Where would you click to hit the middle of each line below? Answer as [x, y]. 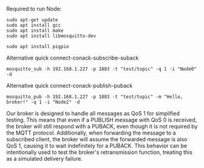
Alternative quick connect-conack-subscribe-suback [73, 58]
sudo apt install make [35, 30]
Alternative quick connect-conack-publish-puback [70, 86]
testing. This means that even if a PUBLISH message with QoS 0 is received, [102, 120]
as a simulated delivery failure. [45, 159]
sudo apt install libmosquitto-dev [51, 36]
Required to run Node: [34, 9]
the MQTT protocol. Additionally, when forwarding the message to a [91, 133]
